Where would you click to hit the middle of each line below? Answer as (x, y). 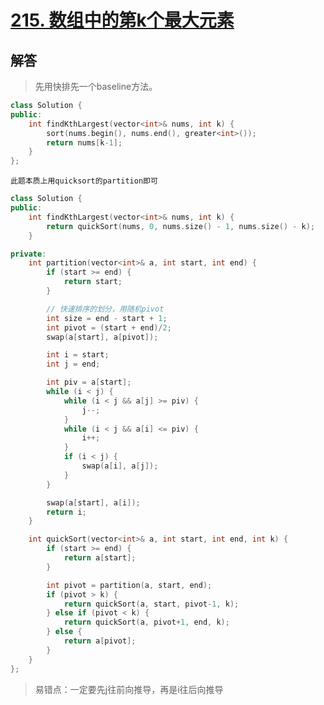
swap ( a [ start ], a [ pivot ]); (102, 337)
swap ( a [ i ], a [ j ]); (120, 466)
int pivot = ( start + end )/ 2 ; (109, 327)
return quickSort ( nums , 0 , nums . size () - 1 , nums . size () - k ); (181, 226)
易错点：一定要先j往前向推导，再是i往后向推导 (129, 689)
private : (28, 254)
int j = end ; (73, 364)
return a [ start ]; (100, 558)
